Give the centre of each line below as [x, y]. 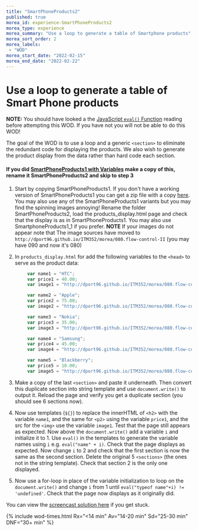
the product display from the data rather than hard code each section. [91, 156]
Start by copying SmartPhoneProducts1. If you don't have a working [97, 188]
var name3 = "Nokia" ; [54, 317]
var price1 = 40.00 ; [52, 279]
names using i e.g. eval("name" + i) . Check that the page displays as [100, 444]
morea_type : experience [35, 28]
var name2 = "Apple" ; [54, 295]
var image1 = [43, 285]
